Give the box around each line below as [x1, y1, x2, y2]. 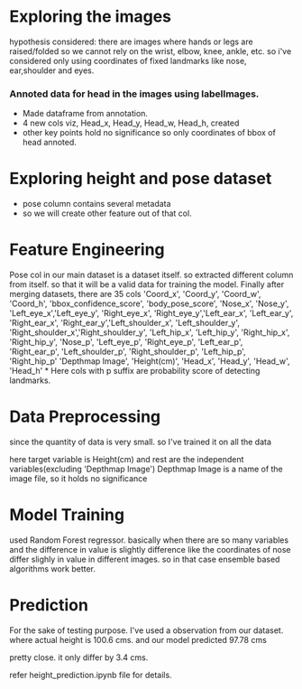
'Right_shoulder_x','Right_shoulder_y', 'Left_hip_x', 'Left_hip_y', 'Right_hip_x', [9, 327, 290, 338]
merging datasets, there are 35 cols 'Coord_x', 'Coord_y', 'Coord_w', [9, 289, 261, 300]
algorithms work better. [9, 563, 96, 574]
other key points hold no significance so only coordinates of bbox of [22, 127, 277, 138]
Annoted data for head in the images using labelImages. [9, 88, 260, 100]
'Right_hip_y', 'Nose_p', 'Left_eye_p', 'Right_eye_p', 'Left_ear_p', [9, 337, 243, 348]
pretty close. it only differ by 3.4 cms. [9, 652, 149, 663]
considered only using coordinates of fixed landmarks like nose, [9, 55, 247, 66]
